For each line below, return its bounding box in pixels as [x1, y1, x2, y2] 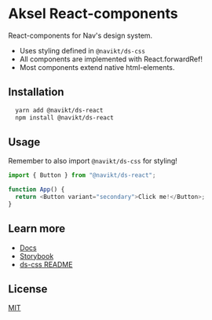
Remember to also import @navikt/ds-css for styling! [8, 156, 178, 166]
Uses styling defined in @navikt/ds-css [19, 46, 145, 55]
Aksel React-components [8, 5, 178, 23]
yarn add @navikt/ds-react [15, 106, 104, 114]
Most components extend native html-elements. [19, 62, 175, 72]
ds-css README [19, 259, 73, 269]
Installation [8, 86, 64, 99]
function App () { [8, 186, 65, 193]
